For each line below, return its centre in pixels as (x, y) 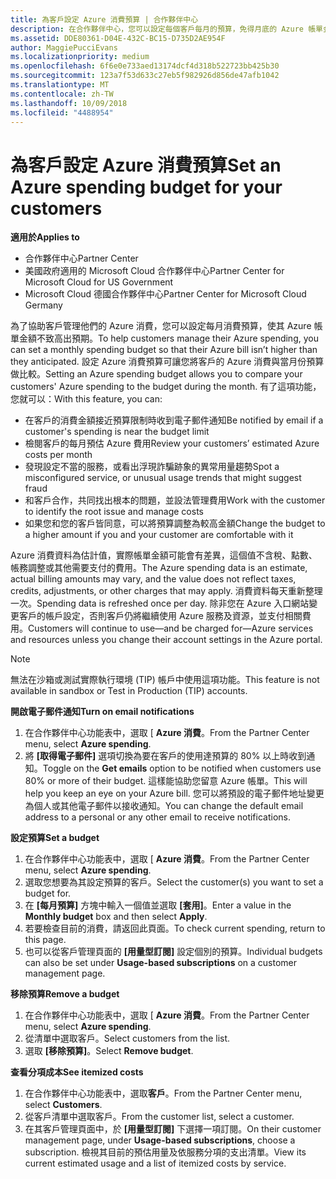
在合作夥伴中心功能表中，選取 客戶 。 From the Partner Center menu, (163, 1093)
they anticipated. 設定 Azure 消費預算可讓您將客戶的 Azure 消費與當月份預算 (167, 362)
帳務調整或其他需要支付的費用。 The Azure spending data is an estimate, (159, 568)
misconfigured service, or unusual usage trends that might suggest (163, 478)
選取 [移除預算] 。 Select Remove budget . (109, 1051)
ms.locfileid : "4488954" (62, 112)
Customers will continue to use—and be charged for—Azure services (171, 628)
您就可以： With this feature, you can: (86, 399)
